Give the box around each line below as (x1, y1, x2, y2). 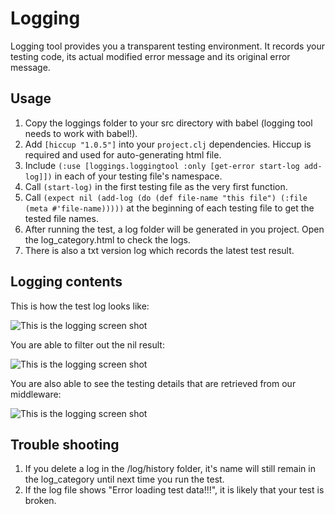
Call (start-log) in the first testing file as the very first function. (24, 180, 288, 192)
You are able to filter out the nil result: (10, 338, 165, 351)
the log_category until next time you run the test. (24, 473, 225, 486)
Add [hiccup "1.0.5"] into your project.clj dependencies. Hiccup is (24, 138, 312, 150)
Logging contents (10, 273, 123, 291)
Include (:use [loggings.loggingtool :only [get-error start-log (24, 159, 300, 171)
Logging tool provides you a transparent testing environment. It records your (10, 40, 325, 52)
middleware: (10, 388, 62, 400)
